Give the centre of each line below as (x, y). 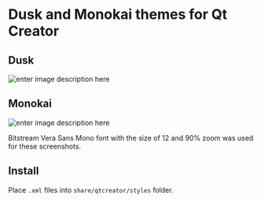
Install (24, 171)
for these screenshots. (44, 146)
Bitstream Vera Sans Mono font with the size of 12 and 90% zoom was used (131, 138)
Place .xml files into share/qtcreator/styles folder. (91, 189)
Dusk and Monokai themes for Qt (118, 15)
